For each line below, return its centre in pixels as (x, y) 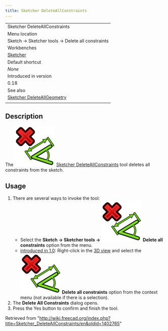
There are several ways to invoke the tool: (56, 198)
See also (16, 90)
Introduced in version (30, 76)
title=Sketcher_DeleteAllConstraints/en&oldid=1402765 (62, 324)
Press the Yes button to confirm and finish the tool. (66, 308)
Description (24, 117)
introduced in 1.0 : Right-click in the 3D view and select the (81, 251)
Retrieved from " (22, 318)
